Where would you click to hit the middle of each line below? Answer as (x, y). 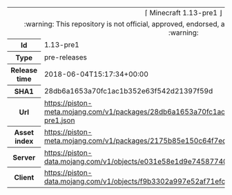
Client (24, 177)
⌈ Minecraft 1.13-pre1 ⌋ (183, 13)
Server (24, 157)
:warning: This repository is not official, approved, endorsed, (122, 24)
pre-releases (66, 57)
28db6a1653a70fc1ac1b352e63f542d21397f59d (128, 91)
